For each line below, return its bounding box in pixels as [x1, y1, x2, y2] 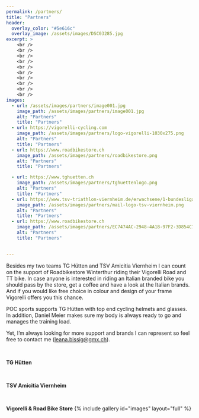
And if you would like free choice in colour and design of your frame [6, 287, 172, 294]
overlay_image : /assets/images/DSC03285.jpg [11, 31, 123, 37]
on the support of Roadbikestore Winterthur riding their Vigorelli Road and [6, 268, 187, 275]
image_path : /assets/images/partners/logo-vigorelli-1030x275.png [17, 130, 184, 137]
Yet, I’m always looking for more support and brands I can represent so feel [6, 329, 190, 337]
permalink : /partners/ [6, 8, 62, 15]
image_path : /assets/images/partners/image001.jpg [17, 108, 145, 114]
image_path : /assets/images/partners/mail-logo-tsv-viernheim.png [17, 202, 184, 208]
